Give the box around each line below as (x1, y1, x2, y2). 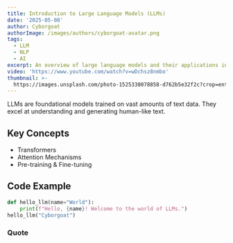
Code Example (7, 181, 71, 192)
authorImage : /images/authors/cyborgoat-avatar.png (7, 29, 159, 37)
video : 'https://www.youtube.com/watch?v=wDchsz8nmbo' (7, 68, 169, 75)
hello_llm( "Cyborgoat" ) (7, 212, 76, 219)
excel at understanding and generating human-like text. (7, 107, 166, 116)
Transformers (17, 146, 57, 154)
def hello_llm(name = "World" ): (7, 199, 95, 206)
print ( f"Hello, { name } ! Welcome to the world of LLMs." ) (19, 205, 188, 212)
